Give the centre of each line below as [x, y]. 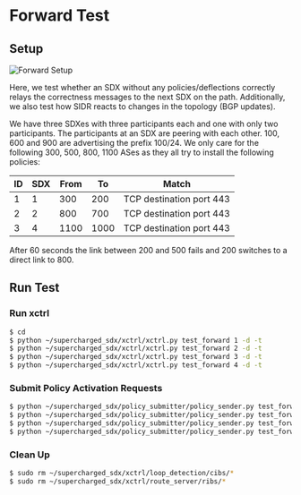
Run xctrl [30, 313]
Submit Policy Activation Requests [86, 388]
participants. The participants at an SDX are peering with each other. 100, [145, 133]
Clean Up [30, 455]
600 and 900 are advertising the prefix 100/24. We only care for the [134, 143]
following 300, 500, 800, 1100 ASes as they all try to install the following [142, 152]
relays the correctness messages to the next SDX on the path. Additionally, [147, 97]
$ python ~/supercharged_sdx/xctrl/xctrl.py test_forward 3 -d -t [136, 357]
